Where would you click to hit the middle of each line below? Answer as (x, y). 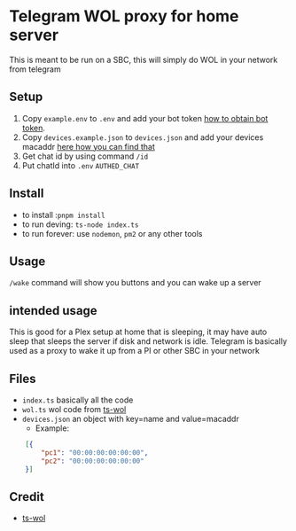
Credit (27, 497)
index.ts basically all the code (78, 400)
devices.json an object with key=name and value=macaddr (130, 419)
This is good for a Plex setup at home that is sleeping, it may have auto (138, 332)
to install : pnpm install (63, 215)
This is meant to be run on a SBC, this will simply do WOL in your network (144, 59)
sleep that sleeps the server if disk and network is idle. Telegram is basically (148, 341)
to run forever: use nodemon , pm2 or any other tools (112, 233)
